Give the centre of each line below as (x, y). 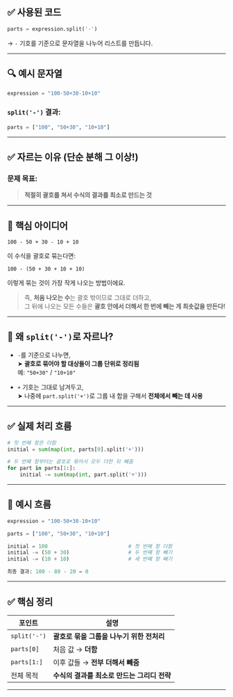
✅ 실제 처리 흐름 (40, 426)
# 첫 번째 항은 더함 (32, 443)
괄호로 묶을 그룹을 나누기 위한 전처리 (109, 636)
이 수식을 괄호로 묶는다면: (42, 256)
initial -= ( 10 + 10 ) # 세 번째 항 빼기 (90, 559)
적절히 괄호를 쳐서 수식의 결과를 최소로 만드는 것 (88, 195)
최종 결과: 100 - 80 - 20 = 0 (48, 572)
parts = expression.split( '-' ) (52, 29)
